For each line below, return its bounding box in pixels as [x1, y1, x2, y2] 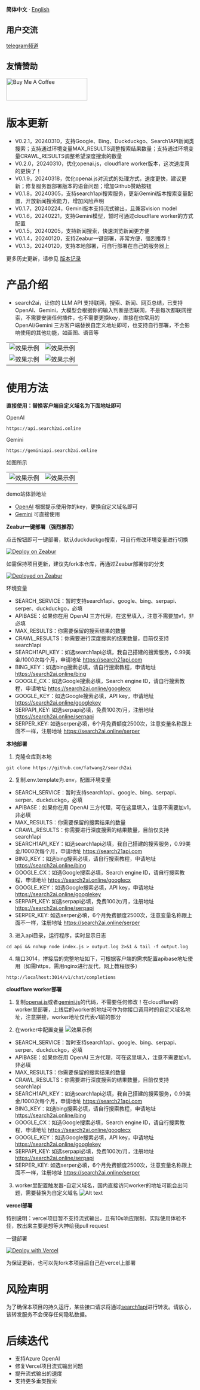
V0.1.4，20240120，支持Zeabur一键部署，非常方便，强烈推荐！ [14, 235, 172, 242]
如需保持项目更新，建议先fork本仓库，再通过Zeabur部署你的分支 [6, 560, 165, 567]
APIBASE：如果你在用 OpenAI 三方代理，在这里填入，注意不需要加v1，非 [14, 612, 194, 620]
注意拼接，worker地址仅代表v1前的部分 [25, 1013, 121, 1021]
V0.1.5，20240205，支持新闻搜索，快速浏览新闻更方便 [14, 227, 150, 234]
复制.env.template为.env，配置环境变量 [14, 776, 112, 784]
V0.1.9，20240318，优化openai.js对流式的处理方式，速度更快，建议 [14, 175, 181, 182]
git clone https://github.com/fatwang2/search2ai [6, 765, 133, 771]
